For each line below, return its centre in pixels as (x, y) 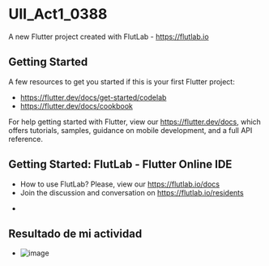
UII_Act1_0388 (58, 14)
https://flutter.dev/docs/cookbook (77, 105)
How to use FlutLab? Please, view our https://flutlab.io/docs (120, 184)
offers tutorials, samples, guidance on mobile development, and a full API (130, 130)
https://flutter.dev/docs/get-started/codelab (93, 97)
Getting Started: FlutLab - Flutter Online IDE (120, 164)
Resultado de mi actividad (75, 233)
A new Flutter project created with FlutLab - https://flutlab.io (109, 36)
